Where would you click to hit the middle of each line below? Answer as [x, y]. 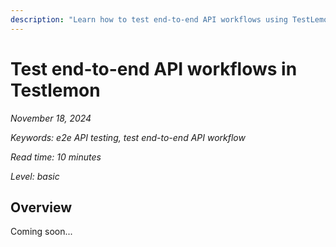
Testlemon [55, 90]
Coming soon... [41, 232]
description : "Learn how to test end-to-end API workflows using [149, 19]
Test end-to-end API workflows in [154, 68]
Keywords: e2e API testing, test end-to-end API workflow [128, 137]
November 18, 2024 [51, 118]
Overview [41, 207]
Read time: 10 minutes [56, 157]
